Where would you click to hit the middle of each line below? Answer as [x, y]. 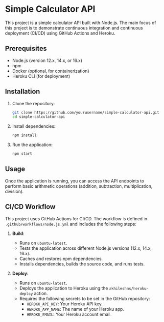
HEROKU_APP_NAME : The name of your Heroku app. [75, 309]
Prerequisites [26, 48]
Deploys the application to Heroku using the [64, 288]
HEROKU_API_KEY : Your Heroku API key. [65, 304]
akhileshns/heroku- [129, 289]
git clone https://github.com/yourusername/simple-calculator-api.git [86, 112]
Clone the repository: [34, 103]
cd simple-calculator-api [38, 117]
